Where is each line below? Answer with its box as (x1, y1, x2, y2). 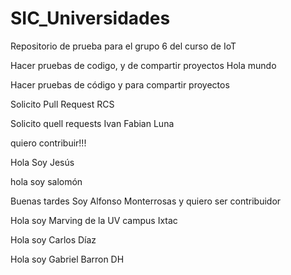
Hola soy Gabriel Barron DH (10, 253, 125, 265)
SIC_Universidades (10, 7, 171, 30)
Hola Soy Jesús (10, 156, 75, 168)
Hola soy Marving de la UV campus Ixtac (10, 214, 178, 226)
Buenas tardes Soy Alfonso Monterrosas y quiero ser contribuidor (10, 195, 282, 207)
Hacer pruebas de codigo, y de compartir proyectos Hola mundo (10, 59, 277, 71)
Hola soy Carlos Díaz (10, 233, 97, 246)
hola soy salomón (10, 175, 83, 187)
